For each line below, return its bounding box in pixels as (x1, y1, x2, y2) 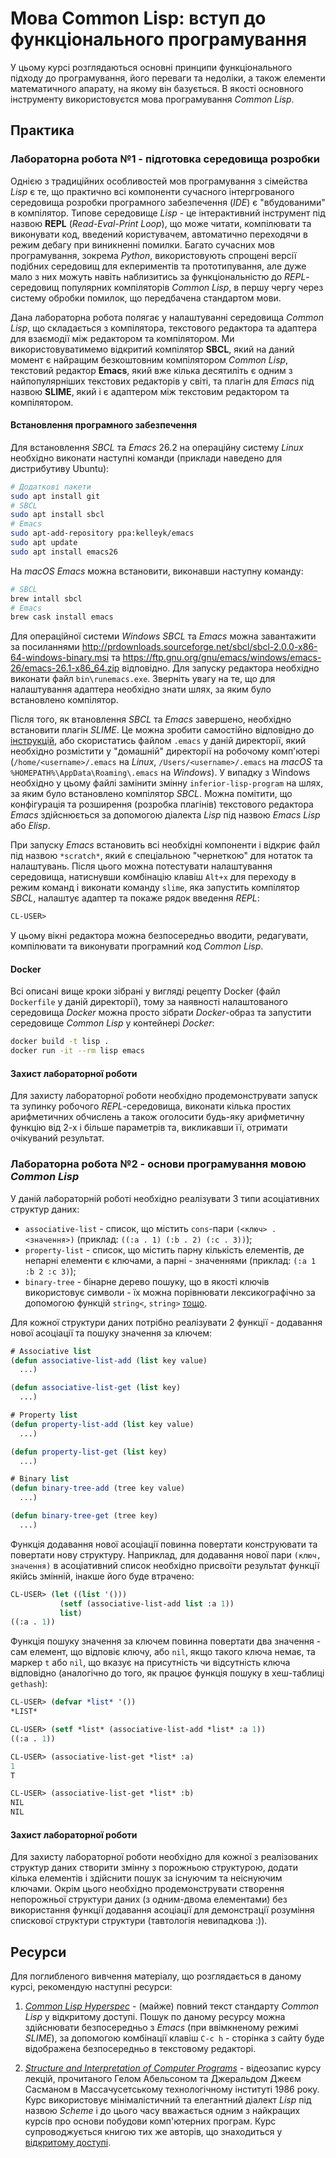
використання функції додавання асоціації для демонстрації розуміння (10, 1904, 315, 1916)
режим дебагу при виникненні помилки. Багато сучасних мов (10, 238, 275, 251)
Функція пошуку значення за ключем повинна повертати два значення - (10, 1635, 322, 1647)
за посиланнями (10, 641, 80, 653)
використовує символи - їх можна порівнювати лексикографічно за (24, 1286, 316, 1298)
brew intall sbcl (10, 593, 83, 604)
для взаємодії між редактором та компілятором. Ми (10, 332, 235, 344)
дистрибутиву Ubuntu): (10, 462, 110, 474)
